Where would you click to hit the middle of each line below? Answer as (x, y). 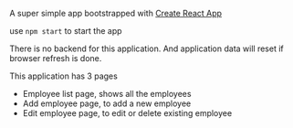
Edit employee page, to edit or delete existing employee (127, 113)
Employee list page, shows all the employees (107, 94)
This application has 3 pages (64, 76)
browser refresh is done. (56, 58)
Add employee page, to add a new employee (107, 103)
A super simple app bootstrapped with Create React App (115, 13)
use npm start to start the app (66, 31)
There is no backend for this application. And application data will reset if (147, 48)
